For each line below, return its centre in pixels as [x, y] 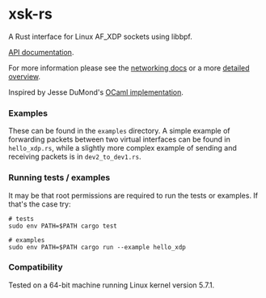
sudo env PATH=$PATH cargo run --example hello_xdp [97, 247]
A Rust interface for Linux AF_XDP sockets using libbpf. [100, 36]
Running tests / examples [59, 177]
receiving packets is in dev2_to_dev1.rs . [75, 157]
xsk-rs [30, 14]
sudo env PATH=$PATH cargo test [63, 226]
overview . [25, 76]
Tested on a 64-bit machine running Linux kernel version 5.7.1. [112, 285]
